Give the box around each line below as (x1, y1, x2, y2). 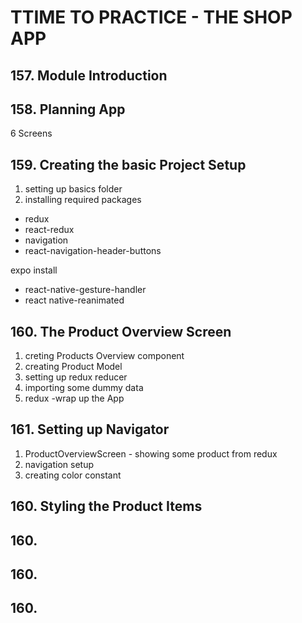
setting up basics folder (24, 183, 123, 195)
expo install (10, 264, 58, 276)
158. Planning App (10, 101, 126, 118)
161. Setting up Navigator (10, 421, 170, 438)
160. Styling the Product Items (10, 498, 203, 515)
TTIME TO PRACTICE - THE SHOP (10, 6, 293, 29)
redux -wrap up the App (24, 392, 125, 405)
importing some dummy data (24, 382, 144, 394)
